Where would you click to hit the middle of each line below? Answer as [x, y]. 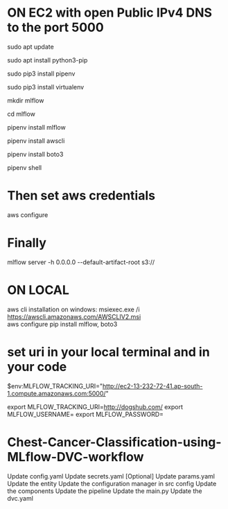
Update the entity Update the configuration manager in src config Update [112, 483]
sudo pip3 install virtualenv [46, 87]
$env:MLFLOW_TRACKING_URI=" [55, 386]
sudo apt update [30, 46]
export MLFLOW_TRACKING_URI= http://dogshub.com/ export [95, 406]
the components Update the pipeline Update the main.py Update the [105, 491]
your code [37, 366]
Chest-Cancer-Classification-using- [114, 442]
